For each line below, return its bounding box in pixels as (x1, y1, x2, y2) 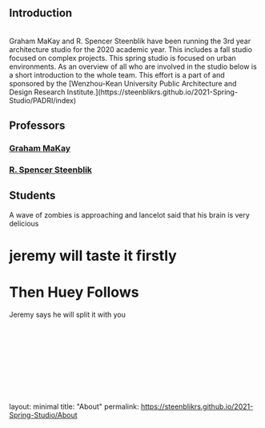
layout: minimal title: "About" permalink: (9, 402, 139, 411)
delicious (9, 218, 39, 228)
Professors (9, 119, 66, 133)
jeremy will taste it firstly (9, 247, 177, 265)
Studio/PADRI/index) (9, 95, 77, 105)
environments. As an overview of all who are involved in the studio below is (9, 62, 257, 71)
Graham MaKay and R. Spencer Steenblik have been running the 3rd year (9, 36, 251, 46)
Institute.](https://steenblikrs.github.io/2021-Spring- (66, 87, 239, 97)
